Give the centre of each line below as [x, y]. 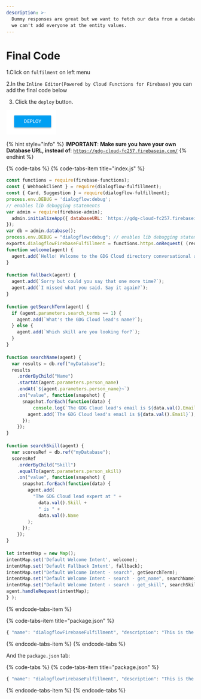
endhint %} [20, 157]
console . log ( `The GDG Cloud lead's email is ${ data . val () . [108, 408]
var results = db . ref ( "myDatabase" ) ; [59, 364]
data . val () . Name [58, 516]
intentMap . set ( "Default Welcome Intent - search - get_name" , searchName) [101, 579]
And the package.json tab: [38, 655]
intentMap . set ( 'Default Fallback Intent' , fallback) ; [75, 566]
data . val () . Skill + [62, 503]
